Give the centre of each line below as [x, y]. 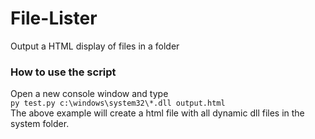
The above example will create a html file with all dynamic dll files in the [157, 113]
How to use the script [63, 72]
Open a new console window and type [89, 94]
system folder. [40, 124]
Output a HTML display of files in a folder [95, 46]
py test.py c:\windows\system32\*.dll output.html [118, 103]
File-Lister [54, 18]
